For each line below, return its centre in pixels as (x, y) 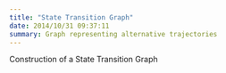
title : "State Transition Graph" (71, 17)
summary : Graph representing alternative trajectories (113, 34)
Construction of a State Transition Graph (84, 60)
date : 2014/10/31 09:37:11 (59, 26)
